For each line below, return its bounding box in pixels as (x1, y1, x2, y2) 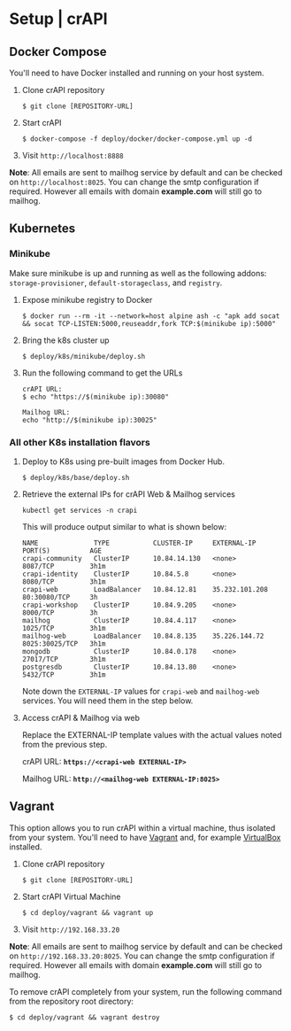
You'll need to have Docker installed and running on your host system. (9, 67, 264, 78)
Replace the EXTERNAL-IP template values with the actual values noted (21, 729, 282, 740)
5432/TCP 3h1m (21, 670, 106, 679)
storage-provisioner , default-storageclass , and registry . (9, 277, 223, 288)
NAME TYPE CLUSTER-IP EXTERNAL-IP (21, 539, 257, 547)
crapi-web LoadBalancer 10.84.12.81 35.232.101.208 (21, 585, 268, 593)
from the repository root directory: (9, 996, 134, 1006)
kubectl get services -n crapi (21, 506, 138, 515)
